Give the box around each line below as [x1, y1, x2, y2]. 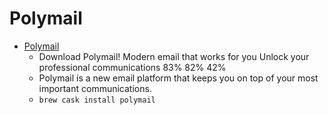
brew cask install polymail [38, 95, 156, 105]
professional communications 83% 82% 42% [38, 61, 227, 73]
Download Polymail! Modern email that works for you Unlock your [38, 50, 310, 62]
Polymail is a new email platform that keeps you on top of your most [38, 72, 319, 84]
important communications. [38, 82, 152, 94]
